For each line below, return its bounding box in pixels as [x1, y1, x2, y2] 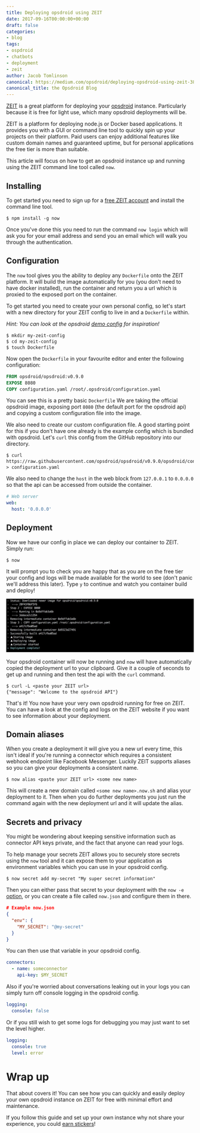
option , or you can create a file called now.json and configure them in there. [6, 893, 192, 900]
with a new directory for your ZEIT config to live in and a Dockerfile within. [6, 308, 190, 316]
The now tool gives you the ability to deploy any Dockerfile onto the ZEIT [6, 272, 183, 279]
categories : [6, 29, 36, 35]
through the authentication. [6, 238, 73, 245]
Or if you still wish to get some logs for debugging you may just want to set [6, 1018, 190, 1025]
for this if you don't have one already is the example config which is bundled [6, 428, 193, 435]
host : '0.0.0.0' [11, 506, 52, 512]
